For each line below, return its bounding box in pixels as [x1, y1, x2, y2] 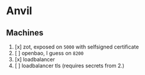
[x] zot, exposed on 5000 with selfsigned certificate [14, 43, 139, 50]
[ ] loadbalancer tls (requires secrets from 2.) [14, 62, 125, 69]
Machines [6, 28, 44, 38]
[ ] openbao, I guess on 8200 [14, 50, 84, 57]
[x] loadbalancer [14, 56, 55, 63]
